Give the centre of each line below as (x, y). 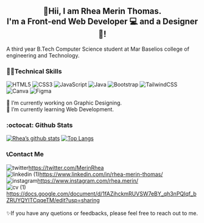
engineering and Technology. (43, 55)
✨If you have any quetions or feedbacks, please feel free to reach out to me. (102, 213)
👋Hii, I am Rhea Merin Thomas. (102, 11)
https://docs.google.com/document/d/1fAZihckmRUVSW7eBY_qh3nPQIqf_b (101, 194)
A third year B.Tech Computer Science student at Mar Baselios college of (98, 49)
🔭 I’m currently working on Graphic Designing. (64, 103)
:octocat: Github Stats (40, 125)
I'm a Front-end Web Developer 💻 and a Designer (102, 22)
